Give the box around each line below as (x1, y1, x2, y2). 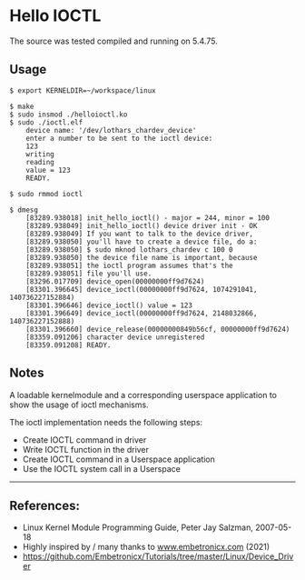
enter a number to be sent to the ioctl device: (25, 134, 213, 143)
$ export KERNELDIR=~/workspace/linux (9, 85, 156, 95)
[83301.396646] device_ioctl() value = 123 (25, 301, 193, 310)
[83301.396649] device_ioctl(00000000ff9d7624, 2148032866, (25, 308, 258, 318)
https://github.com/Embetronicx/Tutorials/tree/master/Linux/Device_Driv (22, 551, 294, 562)
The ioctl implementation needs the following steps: (9, 416, 202, 427)
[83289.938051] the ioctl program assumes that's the (25, 261, 233, 270)
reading (25, 157, 54, 166)
